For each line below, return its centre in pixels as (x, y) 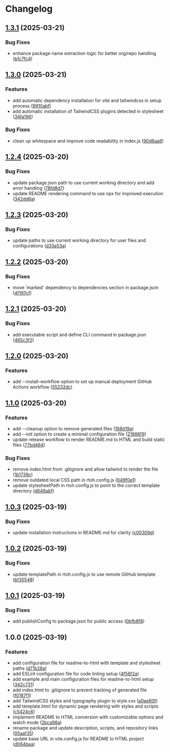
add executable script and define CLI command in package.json (79, 334)
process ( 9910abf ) (32, 106)
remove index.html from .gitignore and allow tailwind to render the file (85, 469)
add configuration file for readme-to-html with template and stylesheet (87, 663)
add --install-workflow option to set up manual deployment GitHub (82, 382)
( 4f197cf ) (22, 293)
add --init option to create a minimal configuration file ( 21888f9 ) (79, 434)
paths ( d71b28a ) (30, 668)
